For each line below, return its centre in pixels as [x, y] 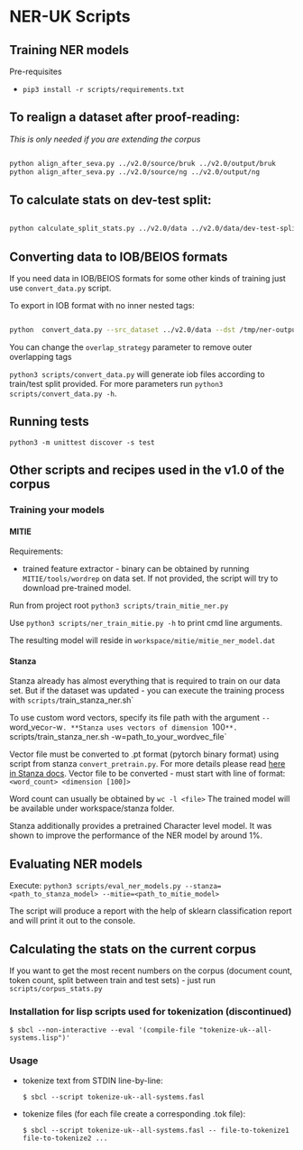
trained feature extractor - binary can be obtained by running [136, 569]
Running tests [50, 422]
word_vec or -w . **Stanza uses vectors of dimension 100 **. [124, 727]
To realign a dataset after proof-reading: [125, 118]
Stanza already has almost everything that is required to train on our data [145, 681]
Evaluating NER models [76, 864]
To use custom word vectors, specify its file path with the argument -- [140, 718]
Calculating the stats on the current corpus [133, 949]
